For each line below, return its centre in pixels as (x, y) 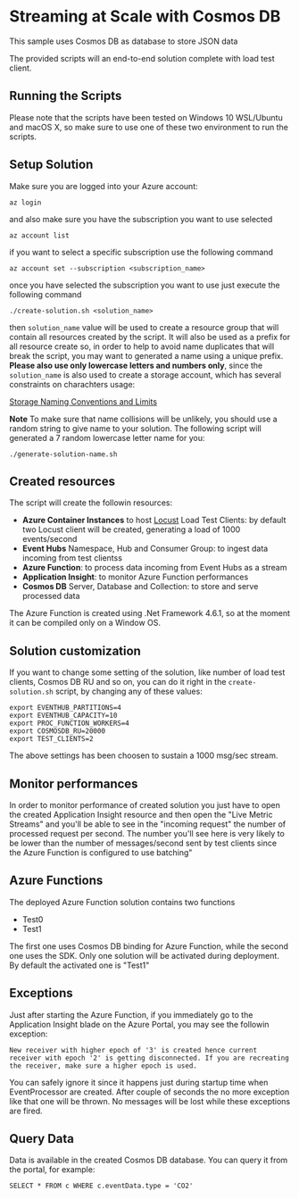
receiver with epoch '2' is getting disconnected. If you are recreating (149, 1058)
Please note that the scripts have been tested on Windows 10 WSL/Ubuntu (146, 117)
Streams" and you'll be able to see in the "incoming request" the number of (148, 824)
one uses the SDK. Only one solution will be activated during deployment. (144, 955)
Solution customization (75, 650)
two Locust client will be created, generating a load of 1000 (131, 529)
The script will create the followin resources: (91, 503)
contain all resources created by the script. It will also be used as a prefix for (150, 337)
